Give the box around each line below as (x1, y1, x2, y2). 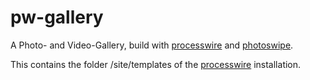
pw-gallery (10, 6, 104, 29)
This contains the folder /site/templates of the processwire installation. (10, 58, 302, 70)
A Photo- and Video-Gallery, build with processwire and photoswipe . (10, 39, 294, 51)
